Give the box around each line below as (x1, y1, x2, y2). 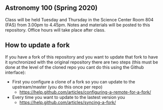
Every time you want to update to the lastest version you (12, 94, 126, 100)
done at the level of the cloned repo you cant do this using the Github (5, 64, 145, 70)
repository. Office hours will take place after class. (5, 27, 106, 33)
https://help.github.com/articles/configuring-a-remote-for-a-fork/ (19, 89, 151, 95)
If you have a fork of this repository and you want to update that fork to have (5, 54, 158, 60)
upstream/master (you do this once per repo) (12, 84, 103, 90)
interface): (5, 69, 26, 75)
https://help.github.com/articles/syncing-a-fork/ (19, 99, 116, 105)
